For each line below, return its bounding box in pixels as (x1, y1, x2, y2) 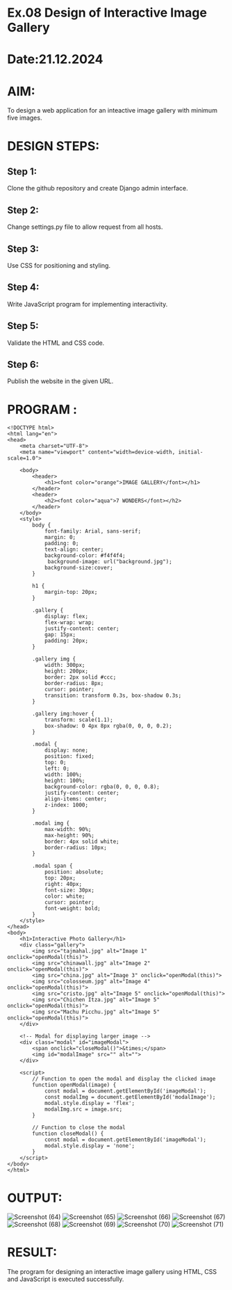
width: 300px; (44, 662, 85, 669)
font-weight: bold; (44, 905, 101, 912)
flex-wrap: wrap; (44, 619, 95, 627)
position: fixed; (44, 753, 95, 760)
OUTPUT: (7, 1190, 63, 1206)
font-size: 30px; (44, 887, 95, 894)
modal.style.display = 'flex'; (44, 1100, 135, 1107)
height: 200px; (44, 668, 89, 675)
